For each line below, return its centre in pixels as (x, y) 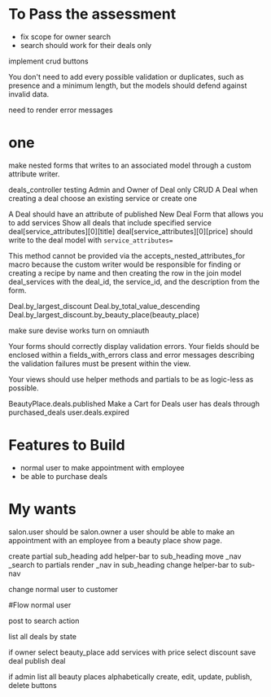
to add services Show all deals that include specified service (110, 222)
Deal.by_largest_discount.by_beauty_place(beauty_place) (104, 315)
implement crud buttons (48, 61)
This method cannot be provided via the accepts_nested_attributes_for (127, 255)
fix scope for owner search (66, 37)
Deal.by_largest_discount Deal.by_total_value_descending (105, 306)
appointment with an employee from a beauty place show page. (115, 540)
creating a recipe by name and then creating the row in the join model (125, 272)
